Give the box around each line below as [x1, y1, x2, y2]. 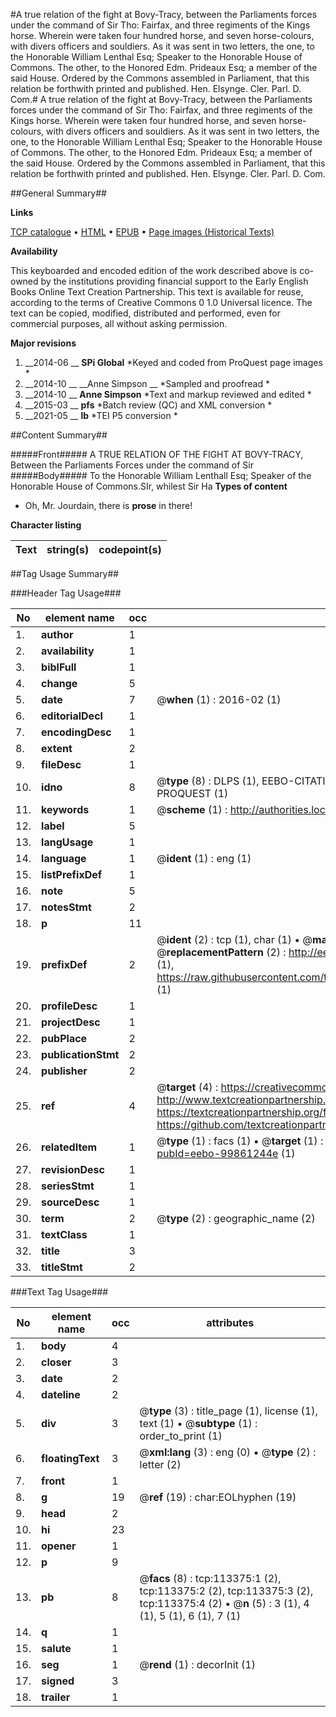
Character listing [10, 519, 82, 531]
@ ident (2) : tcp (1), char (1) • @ [156, 933, 313, 946]
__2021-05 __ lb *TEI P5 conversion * [24, 410, 178, 421]
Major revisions [10, 337, 77, 349]
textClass [41, 1228, 88, 1241]
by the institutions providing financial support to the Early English [40, 275, 309, 287]
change [41, 677, 78, 690]
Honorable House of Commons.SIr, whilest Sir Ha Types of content [10, 480, 288, 492]
